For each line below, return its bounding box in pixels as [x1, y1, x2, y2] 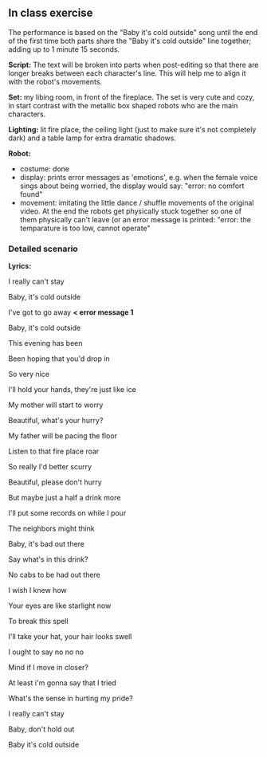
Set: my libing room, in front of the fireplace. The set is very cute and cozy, [8, 92, 255, 102]
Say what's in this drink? [8, 555, 88, 564]
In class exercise [8, 6, 93, 20]
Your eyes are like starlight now [8, 601, 112, 610]
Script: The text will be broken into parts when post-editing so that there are [8, 60, 259, 69]
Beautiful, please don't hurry [8, 477, 102, 487]
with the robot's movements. [8, 76, 102, 86]
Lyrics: [8, 261, 32, 271]
